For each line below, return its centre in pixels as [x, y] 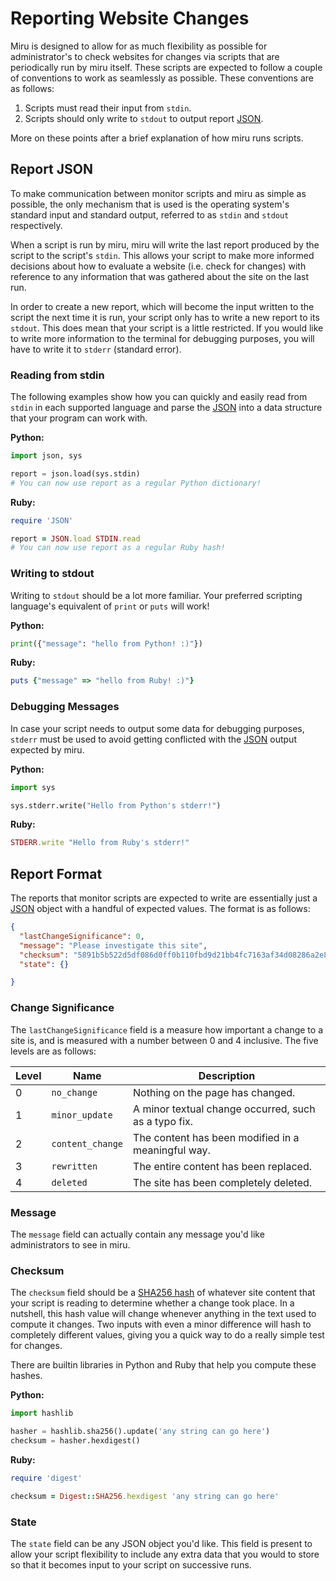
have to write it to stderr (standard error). [96, 349]
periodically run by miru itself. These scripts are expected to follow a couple [166, 67]
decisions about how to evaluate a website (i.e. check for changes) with [158, 266]
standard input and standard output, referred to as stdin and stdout [150, 214]
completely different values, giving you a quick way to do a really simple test [167, 1335]
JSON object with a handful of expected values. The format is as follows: [160, 909]
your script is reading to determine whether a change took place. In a [152, 1303]
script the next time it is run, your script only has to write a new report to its [165, 317]
